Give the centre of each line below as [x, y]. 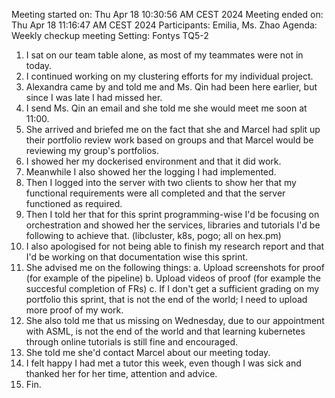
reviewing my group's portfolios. [92, 150]
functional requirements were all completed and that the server [155, 193]
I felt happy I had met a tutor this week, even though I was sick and [163, 363]
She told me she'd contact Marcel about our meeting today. [148, 352]
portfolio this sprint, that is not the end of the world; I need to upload [166, 299]
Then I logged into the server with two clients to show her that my [161, 182]
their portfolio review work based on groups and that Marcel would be [169, 140]
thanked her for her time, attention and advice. [121, 373]
